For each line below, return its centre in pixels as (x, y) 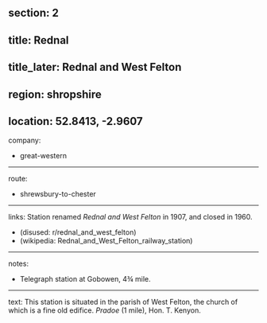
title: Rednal (39, 40)
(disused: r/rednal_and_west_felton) (78, 232)
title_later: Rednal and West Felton (95, 67)
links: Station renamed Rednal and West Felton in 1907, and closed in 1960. (130, 217)
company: (25, 140)
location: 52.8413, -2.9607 (75, 121)
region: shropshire (55, 94)
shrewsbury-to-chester (58, 194)
